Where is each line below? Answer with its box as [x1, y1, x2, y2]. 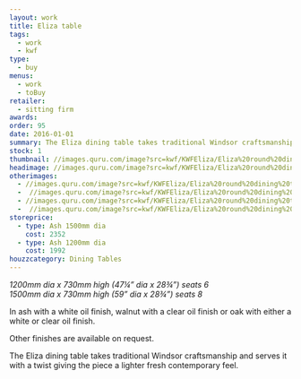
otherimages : [9, 171, 58, 180]
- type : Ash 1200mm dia [17, 238, 106, 247]
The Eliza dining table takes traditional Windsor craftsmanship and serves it [9, 350, 288, 361]
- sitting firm [17, 105, 74, 114]
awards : [9, 113, 39, 122]
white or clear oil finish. [9, 315, 96, 326]
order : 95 [9, 122, 47, 131]
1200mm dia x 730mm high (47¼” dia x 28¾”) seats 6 [9, 280, 210, 289]
